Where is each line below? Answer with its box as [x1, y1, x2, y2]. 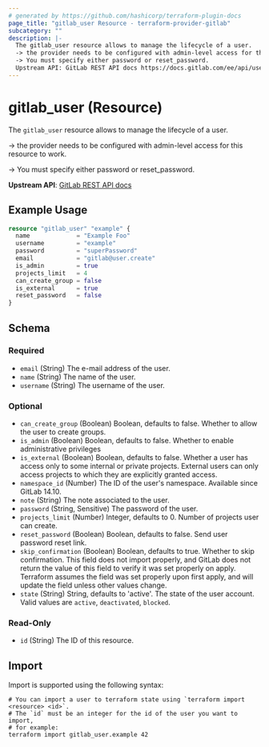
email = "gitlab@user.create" [15, 254, 156, 262]
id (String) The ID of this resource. [19, 636, 134, 645]
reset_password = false [15, 292, 102, 300]
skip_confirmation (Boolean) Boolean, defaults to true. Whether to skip [19, 547, 255, 556]
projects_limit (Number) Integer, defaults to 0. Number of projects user [19, 512, 259, 522]
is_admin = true [15, 261, 98, 269]
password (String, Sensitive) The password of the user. [19, 504, 199, 514]
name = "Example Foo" [15, 232, 130, 240]
